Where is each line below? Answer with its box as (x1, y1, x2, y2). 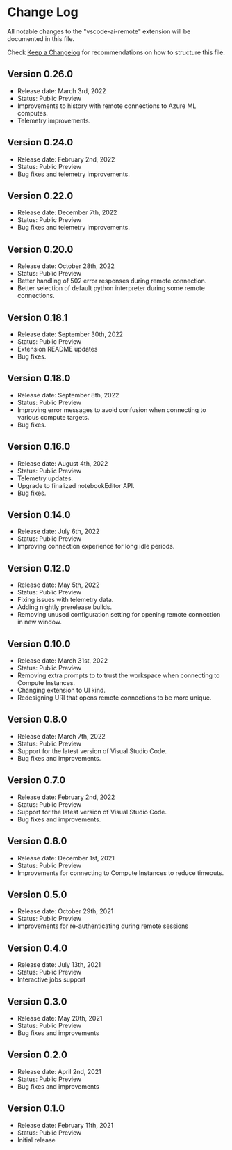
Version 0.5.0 (7, 888, 67, 900)
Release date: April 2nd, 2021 (17, 1067, 102, 1076)
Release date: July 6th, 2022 (17, 527, 100, 536)
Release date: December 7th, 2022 (17, 208, 117, 216)
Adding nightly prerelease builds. (17, 603, 113, 611)
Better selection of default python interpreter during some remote (17, 284, 205, 292)
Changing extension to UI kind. (17, 686, 106, 695)
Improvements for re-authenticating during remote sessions (17, 922, 189, 930)
